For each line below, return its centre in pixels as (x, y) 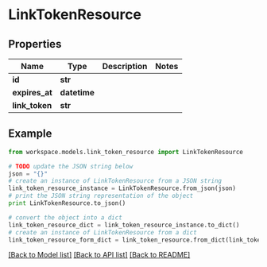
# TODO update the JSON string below (71, 166)
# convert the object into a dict (66, 217)
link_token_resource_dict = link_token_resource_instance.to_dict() (124, 225)
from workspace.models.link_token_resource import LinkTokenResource (126, 152)
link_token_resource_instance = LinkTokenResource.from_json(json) (122, 188)
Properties (35, 44)
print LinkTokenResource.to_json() (67, 203)
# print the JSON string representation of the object (101, 196)
